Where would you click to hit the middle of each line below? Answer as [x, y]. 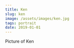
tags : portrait [21, 23]
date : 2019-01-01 [23, 28]
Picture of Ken [20, 41]
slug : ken [15, 14]
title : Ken [16, 9]
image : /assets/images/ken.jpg [37, 18]
